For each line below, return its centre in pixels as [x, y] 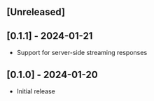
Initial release [36, 91]
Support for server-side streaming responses [82, 53]
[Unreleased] [36, 12]
